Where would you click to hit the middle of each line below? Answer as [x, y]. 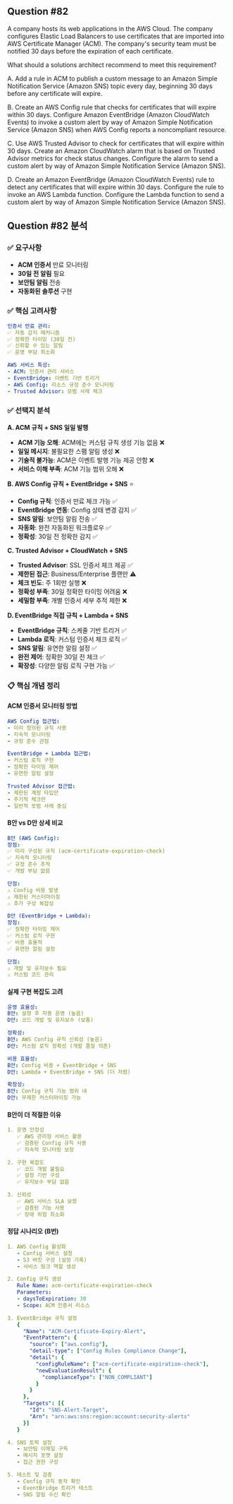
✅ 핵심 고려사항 [32, 311]
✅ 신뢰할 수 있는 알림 [35, 346]
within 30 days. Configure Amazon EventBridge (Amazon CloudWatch [108, 114]
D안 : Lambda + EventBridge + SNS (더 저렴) [69, 1072]
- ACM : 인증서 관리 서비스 [41, 372]
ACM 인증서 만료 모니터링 [53, 265]
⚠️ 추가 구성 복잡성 [31, 903]
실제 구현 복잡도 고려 [35, 992]
